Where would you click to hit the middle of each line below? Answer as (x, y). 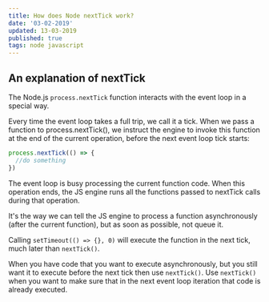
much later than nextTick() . (54, 248)
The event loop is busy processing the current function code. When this (127, 183)
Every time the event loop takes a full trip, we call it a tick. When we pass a (131, 121)
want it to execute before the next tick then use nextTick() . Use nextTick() (132, 272)
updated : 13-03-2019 (43, 30)
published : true (35, 38)
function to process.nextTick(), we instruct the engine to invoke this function (134, 130)
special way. (29, 106)
